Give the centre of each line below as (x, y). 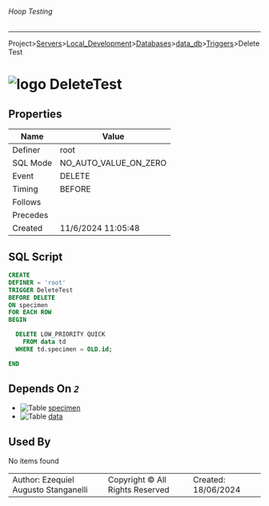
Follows (27, 202)
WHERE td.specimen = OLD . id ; (64, 349)
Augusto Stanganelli (50, 490)
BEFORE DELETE (32, 298)
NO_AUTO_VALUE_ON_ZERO (113, 163)
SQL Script (36, 257)
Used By (30, 441)
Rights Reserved (139, 490)
